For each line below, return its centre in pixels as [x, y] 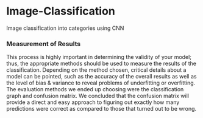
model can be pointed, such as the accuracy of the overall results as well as [101, 77]
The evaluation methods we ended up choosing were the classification [95, 89]
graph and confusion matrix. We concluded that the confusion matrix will [98, 96]
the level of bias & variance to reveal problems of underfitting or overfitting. [101, 83]
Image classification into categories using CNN [65, 28]
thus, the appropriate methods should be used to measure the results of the [101, 64]
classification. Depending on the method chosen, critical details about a [96, 70]
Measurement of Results [44, 44]
